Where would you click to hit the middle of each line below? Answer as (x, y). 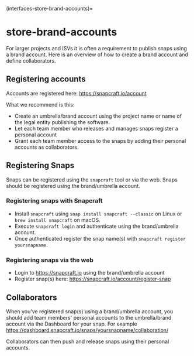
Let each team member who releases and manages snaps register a (96, 128)
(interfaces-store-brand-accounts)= (50, 8)
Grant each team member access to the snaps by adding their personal (100, 141)
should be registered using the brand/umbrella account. (73, 186)
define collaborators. (31, 60)
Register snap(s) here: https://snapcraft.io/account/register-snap (93, 279)
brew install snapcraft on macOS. (57, 220)
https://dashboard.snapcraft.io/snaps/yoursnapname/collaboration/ (87, 330)
